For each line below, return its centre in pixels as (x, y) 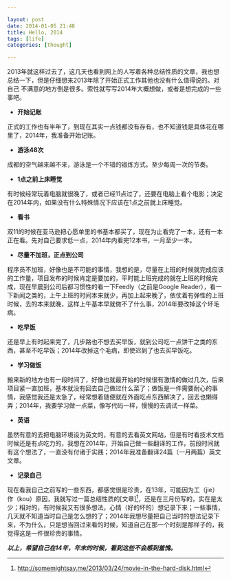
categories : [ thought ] (40, 45)
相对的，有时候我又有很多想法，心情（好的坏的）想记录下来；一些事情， (121, 507)
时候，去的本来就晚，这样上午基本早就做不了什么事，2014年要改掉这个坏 (111, 304)
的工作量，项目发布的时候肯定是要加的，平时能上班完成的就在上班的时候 (109, 278)
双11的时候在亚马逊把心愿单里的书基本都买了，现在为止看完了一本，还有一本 (115, 232)
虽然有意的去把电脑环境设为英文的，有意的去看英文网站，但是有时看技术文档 (115, 435)
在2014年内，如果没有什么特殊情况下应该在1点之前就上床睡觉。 (97, 202)
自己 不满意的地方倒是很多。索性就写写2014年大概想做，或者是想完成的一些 (114, 89)
